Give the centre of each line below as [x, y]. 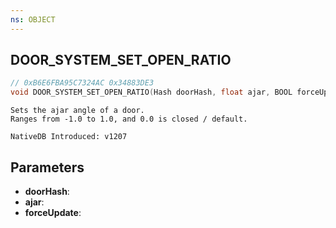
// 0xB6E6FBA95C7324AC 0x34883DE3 [82, 83]
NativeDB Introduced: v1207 [69, 137]
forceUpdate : [53, 212]
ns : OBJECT [33, 19]
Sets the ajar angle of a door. [77, 111]
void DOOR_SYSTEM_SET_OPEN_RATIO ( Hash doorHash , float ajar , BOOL [151, 92]
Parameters [47, 167]
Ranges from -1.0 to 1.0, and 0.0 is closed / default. [129, 119]
